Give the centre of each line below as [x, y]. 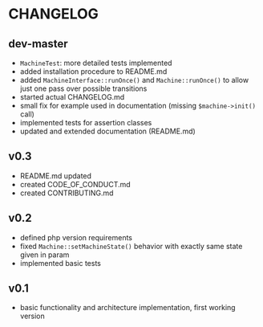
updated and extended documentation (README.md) [108, 131]
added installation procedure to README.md [93, 72]
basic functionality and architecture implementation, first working [127, 308]
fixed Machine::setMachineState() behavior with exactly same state [131, 246]
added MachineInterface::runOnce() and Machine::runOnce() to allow [134, 80]
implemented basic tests [61, 263]
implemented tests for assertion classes [86, 123]
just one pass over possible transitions [83, 88]
